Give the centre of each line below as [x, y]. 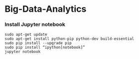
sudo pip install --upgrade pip [38, 43]
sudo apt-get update [26, 35]
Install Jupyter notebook [35, 25]
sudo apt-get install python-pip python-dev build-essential [69, 39]
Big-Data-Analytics [46, 9]
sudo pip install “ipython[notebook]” [45, 48]
